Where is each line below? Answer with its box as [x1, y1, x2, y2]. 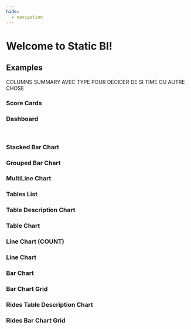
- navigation [11, 14, 43, 20]
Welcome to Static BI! [6, 39, 112, 53]
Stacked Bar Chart [6, 143, 60, 151]
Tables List [6, 190, 38, 199]
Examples [6, 63, 43, 73]
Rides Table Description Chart [6, 300, 93, 308]
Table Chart [6, 221, 40, 230]
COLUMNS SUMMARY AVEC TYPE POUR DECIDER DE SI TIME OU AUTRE [6, 78, 186, 85]
